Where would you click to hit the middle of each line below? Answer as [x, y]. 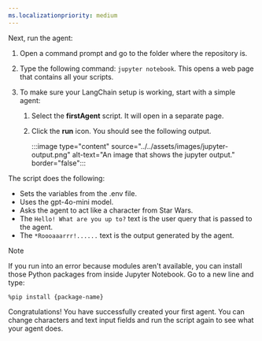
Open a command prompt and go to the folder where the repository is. [133, 53]
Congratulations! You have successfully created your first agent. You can [127, 311]
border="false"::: [59, 163]
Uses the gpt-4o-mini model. [66, 202]
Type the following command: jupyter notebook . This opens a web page [137, 69]
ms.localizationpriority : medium [63, 15]
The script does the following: [56, 178]
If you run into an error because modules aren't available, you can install [125, 265]
